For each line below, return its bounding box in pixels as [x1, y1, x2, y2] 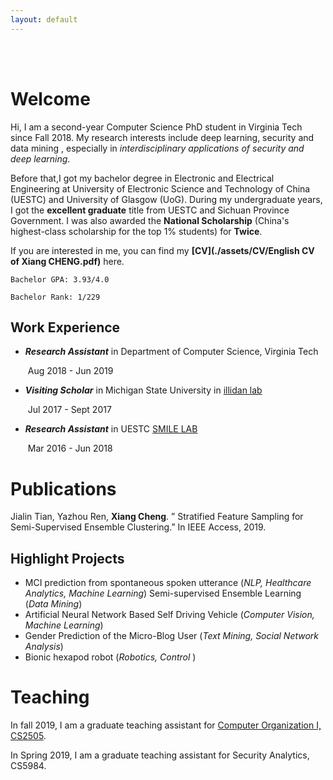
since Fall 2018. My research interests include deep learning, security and [10, 131, 315, 143]
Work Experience [10, 319, 121, 336]
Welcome [10, 87, 91, 110]
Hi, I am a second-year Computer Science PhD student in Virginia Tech [10, 121, 303, 133]
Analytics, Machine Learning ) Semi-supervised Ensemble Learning [24, 587, 302, 600]
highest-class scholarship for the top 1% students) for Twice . [10, 225, 263, 237]
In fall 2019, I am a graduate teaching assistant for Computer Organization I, [10, 719, 322, 731]
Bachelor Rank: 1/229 [10, 292, 101, 302]
